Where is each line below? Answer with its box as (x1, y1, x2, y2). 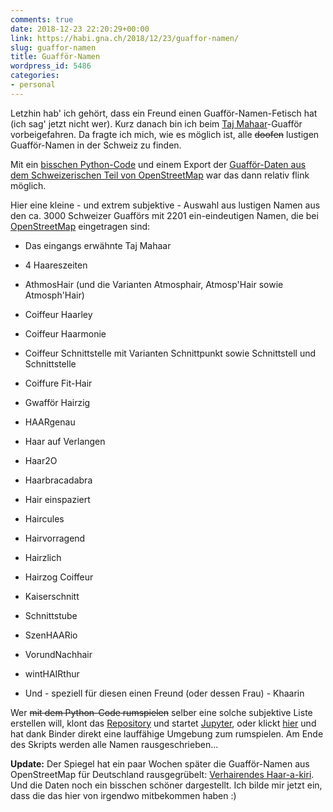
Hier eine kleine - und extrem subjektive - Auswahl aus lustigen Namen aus (10, 199, 321, 211)
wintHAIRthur (24, 667, 80, 680)
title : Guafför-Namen (10, 52, 101, 62)
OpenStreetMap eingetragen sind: (10, 220, 151, 232)
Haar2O (24, 454, 58, 466)
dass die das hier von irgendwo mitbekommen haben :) (10, 789, 237, 801)
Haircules (24, 512, 65, 525)
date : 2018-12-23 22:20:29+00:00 (10, 24, 150, 34)
